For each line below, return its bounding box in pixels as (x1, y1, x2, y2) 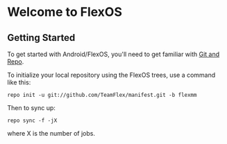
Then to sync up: (7, 104, 56, 111)
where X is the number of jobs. (7, 129, 96, 137)
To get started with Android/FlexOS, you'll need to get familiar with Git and (7, 50, 220, 58)
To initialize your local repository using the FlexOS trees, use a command (7, 71, 216, 79)
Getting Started (7, 32, 76, 44)
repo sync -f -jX (7, 117, 58, 124)
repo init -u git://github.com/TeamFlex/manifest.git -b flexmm (7, 91, 197, 98)
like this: (7, 78, 31, 87)
